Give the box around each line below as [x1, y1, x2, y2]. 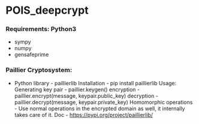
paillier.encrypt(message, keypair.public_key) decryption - [14, 92, 158, 99]
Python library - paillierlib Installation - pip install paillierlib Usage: [14, 79, 177, 86]
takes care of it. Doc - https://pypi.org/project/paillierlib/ [14, 111, 153, 118]
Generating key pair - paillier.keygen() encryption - [14, 86, 140, 93]
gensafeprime [14, 51, 49, 58]
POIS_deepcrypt [5, 4, 89, 17]
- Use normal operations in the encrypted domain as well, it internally [14, 105, 185, 112]
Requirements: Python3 [5, 25, 77, 33]
